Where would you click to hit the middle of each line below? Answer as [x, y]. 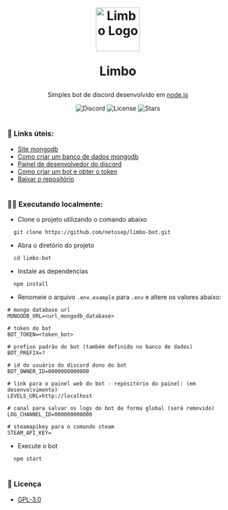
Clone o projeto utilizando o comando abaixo [82, 220]
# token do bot [29, 329]
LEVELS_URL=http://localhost [50, 396]
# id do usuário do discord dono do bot [67, 365]
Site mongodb [38, 149]
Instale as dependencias [53, 271]
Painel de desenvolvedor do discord [69, 164]
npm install [31, 285]
